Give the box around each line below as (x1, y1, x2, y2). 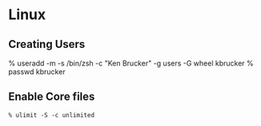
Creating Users (8, 37, 86, 51)
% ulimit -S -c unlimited (8, 111, 94, 119)
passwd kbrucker (8, 67, 66, 77)
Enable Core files (8, 90, 95, 104)
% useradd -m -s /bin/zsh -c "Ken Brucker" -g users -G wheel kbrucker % (8, 58, 254, 68)
